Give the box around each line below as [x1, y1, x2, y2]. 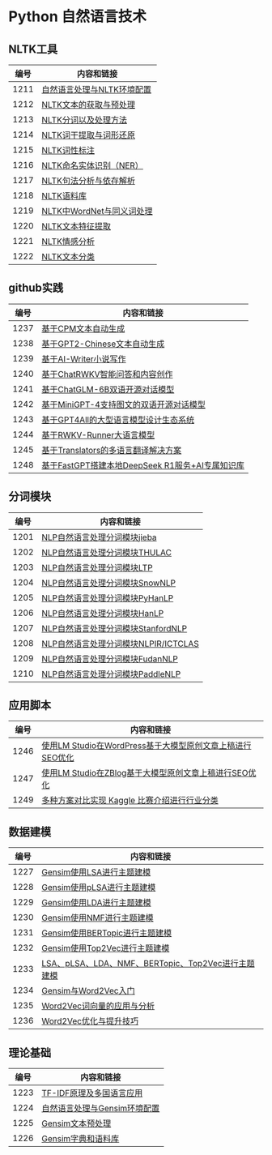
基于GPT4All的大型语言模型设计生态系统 [41, 414, 195, 426]
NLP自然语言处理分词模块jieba [41, 532, 157, 543]
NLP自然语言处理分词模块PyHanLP [41, 592, 174, 604]
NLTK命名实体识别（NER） [41, 160, 144, 171]
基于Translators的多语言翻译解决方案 [41, 444, 182, 456]
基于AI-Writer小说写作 [41, 353, 127, 365]
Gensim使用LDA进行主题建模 [41, 897, 151, 909]
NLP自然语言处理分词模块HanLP [41, 607, 164, 618]
